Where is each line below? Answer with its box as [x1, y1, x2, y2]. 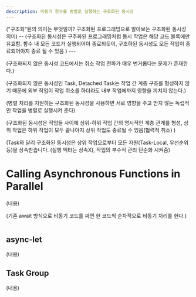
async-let [6, 234, 42, 244]
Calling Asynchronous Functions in [6, 167, 181, 180]
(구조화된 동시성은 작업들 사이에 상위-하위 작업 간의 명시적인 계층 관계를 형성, [6, 119, 183, 126]
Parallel [6, 179, 43, 193]
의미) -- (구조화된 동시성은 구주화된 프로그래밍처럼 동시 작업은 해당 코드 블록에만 [6, 33, 190, 40]
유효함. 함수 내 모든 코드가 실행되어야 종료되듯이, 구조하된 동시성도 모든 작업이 [6, 40, 185, 47]
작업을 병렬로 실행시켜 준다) [12, 107, 76, 114]
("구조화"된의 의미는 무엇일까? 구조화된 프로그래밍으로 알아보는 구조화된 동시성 [6, 25, 187, 32]
